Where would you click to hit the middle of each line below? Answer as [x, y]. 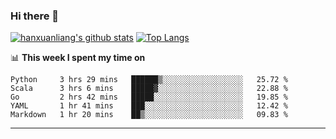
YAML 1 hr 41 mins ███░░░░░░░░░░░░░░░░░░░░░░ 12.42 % [149, 106]
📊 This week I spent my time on [78, 58]
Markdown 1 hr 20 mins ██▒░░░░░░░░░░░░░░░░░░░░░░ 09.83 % [149, 115]
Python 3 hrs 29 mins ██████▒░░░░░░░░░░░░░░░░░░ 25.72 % [149, 80]
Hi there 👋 [35, 16]
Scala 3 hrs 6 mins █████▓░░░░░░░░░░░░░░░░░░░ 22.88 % [149, 89]
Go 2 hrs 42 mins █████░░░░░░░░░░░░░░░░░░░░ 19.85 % [149, 97]
